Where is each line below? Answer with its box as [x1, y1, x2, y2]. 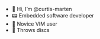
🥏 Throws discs [11, 27, 50, 33]
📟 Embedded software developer [11, 12, 95, 19]
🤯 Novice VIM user [11, 20, 58, 27]
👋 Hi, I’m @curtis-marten [11, 6, 72, 12]
